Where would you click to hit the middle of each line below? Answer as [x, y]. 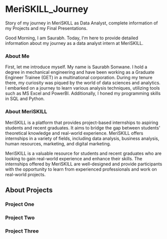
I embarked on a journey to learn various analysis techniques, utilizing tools [83, 88]
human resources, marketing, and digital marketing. [58, 143]
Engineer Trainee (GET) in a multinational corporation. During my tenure [79, 78]
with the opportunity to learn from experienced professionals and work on [81, 169]
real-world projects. [25, 174]
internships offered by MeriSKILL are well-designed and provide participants [84, 164]
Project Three [22, 231]
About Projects [29, 190]
